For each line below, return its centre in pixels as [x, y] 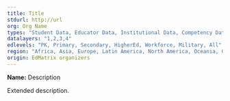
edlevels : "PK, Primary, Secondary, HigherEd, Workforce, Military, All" [115, 45]
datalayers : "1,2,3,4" [39, 39]
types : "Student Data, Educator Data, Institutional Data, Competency [110, 32]
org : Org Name [27, 26]
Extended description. [38, 90]
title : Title [26, 13]
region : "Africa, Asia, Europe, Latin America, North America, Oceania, [113, 52]
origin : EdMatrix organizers [49, 58]
